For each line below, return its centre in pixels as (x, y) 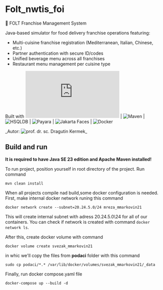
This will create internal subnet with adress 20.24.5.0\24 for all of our (76, 216)
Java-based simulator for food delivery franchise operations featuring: (78, 33)
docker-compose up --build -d (37, 283)
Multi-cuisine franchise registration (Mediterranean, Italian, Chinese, (83, 42)
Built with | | (75, 116)
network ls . (17, 227)
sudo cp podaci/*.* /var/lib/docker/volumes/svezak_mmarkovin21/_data (80, 264)
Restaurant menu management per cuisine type (61, 64)
